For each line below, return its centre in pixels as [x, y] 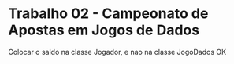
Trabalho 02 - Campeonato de [108, 14]
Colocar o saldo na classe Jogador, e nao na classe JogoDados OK [117, 52]
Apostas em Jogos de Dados [104, 30]
